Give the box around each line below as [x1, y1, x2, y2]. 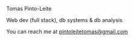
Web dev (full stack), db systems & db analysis [6, 17, 123, 23]
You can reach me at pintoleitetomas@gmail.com [6, 28, 129, 35]
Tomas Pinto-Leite [6, 5, 52, 12]
